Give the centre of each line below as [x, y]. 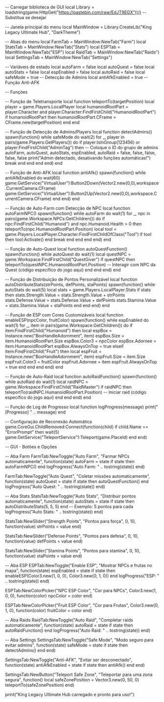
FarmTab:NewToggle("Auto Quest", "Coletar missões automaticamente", [78, 476]
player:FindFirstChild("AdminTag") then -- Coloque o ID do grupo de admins [82, 147]
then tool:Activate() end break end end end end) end [58, 239]
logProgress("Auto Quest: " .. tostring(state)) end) [55, 487]
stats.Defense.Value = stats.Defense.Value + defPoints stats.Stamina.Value [81, 300]
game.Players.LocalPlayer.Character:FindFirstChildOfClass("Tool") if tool [78, 234]
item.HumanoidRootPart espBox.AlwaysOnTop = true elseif [64, 346]
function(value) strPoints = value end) [43, 526]
